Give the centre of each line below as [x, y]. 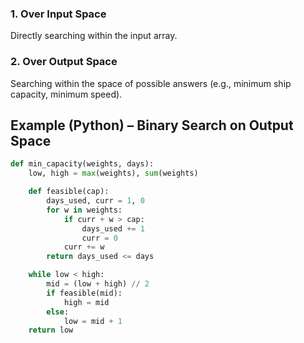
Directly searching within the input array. [94, 36]
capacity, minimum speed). [66, 94]
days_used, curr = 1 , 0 [95, 201]
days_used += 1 [113, 228]
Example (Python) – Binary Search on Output [152, 125]
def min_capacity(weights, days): [82, 164]
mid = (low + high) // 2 [98, 284]
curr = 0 [99, 238]
